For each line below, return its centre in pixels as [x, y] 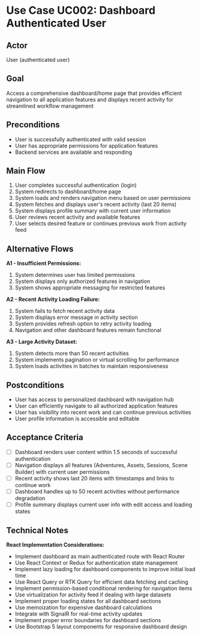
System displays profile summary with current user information [93, 211]
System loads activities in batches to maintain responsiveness [91, 366]
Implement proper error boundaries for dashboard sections [88, 620]
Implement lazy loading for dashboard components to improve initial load [105, 569]
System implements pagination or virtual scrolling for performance [97, 360]
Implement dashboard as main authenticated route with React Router [100, 556]
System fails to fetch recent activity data [65, 311]
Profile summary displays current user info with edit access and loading [103, 504]
